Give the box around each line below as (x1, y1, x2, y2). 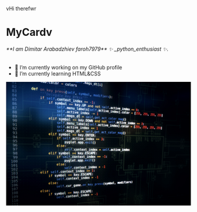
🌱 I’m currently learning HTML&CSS (14, 70, 101, 77)
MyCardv (6, 26, 53, 39)
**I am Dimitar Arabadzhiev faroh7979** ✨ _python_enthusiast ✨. (6, 45, 169, 52)
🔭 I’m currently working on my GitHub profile (14, 64, 123, 71)
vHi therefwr (6, 5, 37, 12)
